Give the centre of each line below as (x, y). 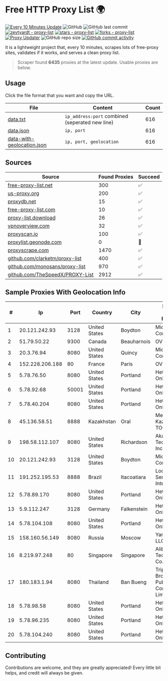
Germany (99, 509)
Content (103, 107)
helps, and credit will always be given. (44, 673)
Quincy (129, 353)
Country (102, 312)
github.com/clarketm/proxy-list (44, 258)
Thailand (98, 582)
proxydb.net (22, 201)
